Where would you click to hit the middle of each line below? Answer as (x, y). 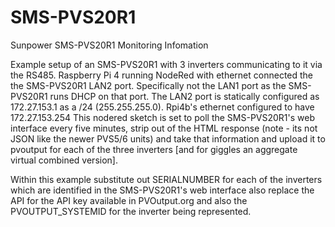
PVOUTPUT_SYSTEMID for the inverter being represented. (131, 211)
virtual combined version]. (64, 160)
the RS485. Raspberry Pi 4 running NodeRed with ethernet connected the (162, 75)
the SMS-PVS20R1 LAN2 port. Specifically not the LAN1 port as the (148, 85)
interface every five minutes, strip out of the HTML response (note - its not (164, 128)
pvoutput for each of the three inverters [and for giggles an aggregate (154, 149)
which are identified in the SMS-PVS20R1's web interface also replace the (162, 190)
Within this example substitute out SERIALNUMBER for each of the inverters (166, 179)
